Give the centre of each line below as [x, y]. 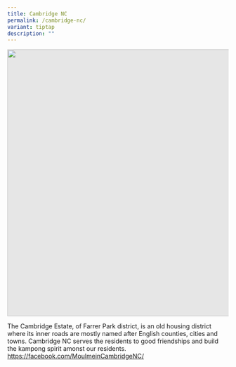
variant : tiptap [31, 27]
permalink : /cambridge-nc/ [47, 20]
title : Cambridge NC [38, 14]
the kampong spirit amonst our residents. [67, 349]
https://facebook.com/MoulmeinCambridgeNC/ [76, 356]
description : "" [31, 33]
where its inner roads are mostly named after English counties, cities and [112, 334]
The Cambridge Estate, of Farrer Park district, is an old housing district [110, 326]
